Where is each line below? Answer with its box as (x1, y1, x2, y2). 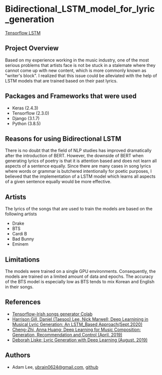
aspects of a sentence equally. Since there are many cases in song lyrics (5, 163, 151, 169)
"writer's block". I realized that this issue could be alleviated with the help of (5, 72, 157, 79)
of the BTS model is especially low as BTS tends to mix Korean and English (5, 279, 155, 284)
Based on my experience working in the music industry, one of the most (5, 57, 149, 63)
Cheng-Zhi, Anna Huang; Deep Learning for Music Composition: (12, 326, 141, 333)
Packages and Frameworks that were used (5, 92, 137, 101)
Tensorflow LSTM (5, 30, 41, 36)
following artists (5, 211, 37, 217)
